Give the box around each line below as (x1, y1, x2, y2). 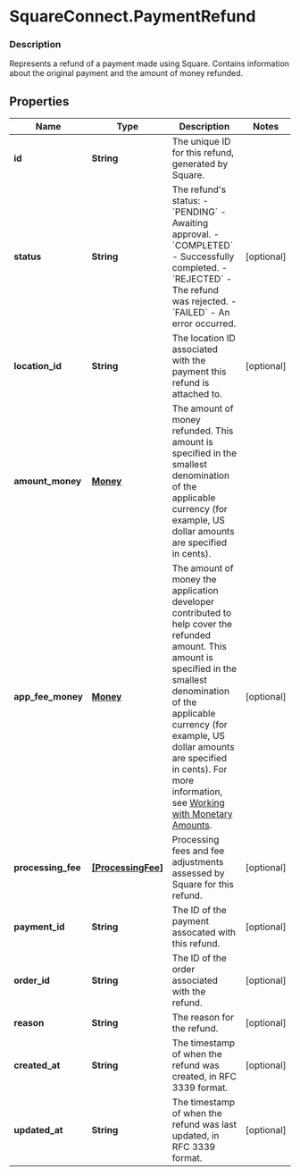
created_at (13, 1059, 61, 1071)
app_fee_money (13, 691, 83, 703)
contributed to (171, 607, 232, 619)
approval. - (171, 228, 221, 240)
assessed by (171, 867, 225, 879)
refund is (171, 377, 210, 390)
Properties (9, 94, 70, 109)
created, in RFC (171, 1071, 237, 1083)
